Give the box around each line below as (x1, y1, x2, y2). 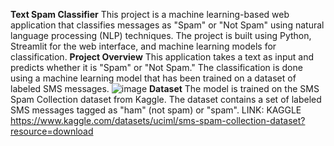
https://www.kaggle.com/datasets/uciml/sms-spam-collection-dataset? (10, 115, 306, 126)
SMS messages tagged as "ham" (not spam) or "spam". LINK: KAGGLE (10, 104, 302, 116)
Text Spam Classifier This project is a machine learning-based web (10, 9, 290, 20)
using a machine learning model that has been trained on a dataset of (10, 72, 297, 84)
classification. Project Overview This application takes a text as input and (10, 51, 315, 63)
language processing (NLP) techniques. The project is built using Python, (10, 30, 312, 41)
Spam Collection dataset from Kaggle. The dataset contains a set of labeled (10, 94, 322, 105)
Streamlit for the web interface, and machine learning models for (10, 40, 277, 52)
